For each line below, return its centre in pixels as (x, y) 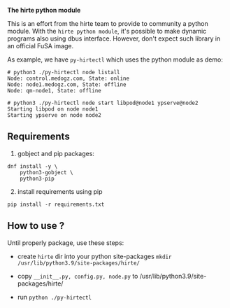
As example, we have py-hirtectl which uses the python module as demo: (115, 59)
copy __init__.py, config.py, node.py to (78, 276)
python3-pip (37, 178)
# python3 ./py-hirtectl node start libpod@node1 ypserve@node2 (103, 103)
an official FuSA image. (41, 46)
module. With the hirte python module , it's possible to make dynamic (107, 31)
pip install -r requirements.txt (56, 204)
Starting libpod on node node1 (53, 109)
